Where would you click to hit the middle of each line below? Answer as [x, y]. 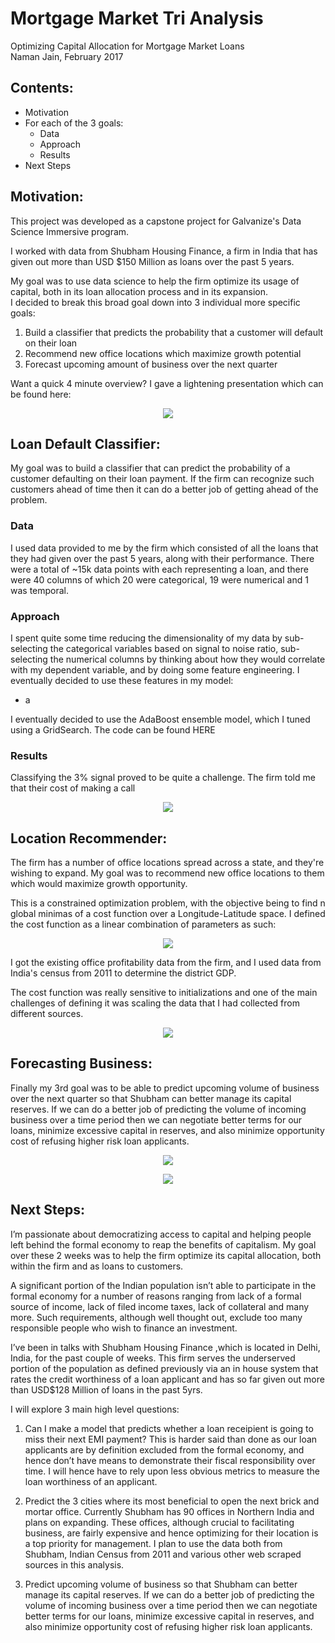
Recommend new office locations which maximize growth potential [163, 353]
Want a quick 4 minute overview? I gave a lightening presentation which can [167, 383]
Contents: [42, 88]
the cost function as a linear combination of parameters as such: [143, 924]
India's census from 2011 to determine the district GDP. [123, 973]
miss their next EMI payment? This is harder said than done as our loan [171, 1439]
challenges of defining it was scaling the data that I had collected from [155, 1003]
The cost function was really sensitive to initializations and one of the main [164, 993]
